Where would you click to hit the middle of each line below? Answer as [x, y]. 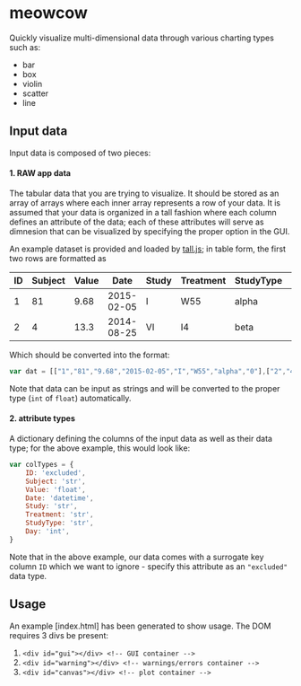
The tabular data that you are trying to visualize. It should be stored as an [144, 193]
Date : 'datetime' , [60, 498]
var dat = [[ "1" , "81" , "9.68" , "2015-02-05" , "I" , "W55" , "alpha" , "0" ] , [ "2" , [148, 371]
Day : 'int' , [47, 532]
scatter [35, 93]
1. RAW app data [40, 173]
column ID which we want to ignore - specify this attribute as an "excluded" [149, 566]
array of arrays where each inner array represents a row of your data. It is [145, 202]
